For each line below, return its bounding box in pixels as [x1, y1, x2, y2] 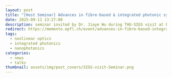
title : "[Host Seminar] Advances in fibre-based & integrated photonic [5, 12, 161, 17]
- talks [10, 60, 27, 65]
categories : [5, 50, 31, 55]
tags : [5, 31, 17, 36]
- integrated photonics [10, 41, 60, 46]
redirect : [5, 27, 27, 32]
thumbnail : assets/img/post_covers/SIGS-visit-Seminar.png [5, 65, 134, 70]
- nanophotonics [10, 46, 45, 51]
